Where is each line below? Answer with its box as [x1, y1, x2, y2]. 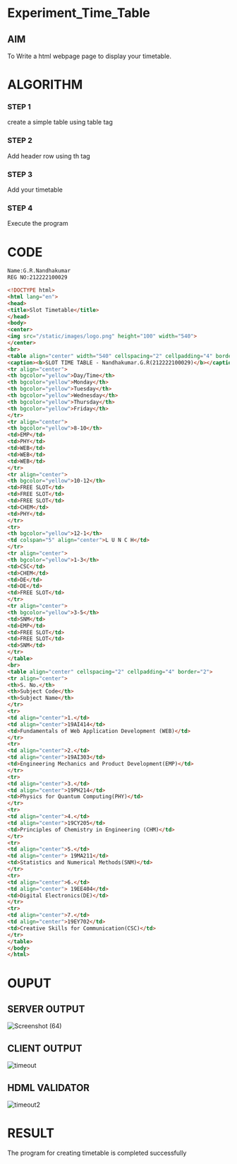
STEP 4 [7, 203, 33, 213]
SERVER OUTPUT [7, 1003, 85, 1015]
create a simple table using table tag [7, 118, 113, 127]
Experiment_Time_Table [7, 5, 150, 21]
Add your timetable [7, 185, 63, 194]
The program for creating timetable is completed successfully [7, 1148, 187, 1157]
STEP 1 [7, 102, 31, 112]
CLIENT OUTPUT [7, 1042, 83, 1054]
